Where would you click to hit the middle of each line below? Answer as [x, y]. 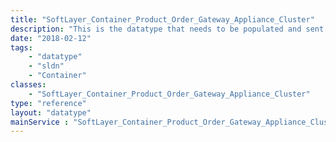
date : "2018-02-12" [51, 38]
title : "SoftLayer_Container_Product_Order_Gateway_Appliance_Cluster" [162, 19]
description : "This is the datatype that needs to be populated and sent [167, 29]
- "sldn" [46, 66]
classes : [28, 85]
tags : [21, 47]
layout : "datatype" [51, 112]
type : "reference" [48, 103]
